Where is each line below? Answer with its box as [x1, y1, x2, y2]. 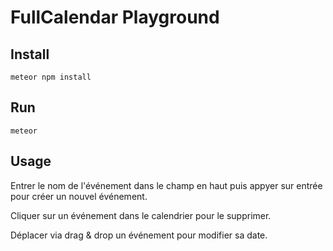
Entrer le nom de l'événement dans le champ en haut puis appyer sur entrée [10, 179, 323, 191]
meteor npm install [10, 72, 92, 82]
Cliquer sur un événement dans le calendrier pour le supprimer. [10, 209, 272, 221]
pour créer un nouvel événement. [10, 190, 148, 202]
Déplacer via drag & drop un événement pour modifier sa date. [10, 229, 268, 241]
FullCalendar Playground [10, 6, 220, 29]
